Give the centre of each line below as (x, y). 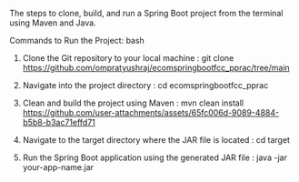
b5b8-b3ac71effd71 (59, 122)
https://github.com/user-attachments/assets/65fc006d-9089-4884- (151, 112)
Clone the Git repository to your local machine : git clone (128, 58)
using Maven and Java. (53, 23)
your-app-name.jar (58, 167)
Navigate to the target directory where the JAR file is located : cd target (156, 140)
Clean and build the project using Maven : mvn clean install (133, 103)
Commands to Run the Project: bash (77, 40)
